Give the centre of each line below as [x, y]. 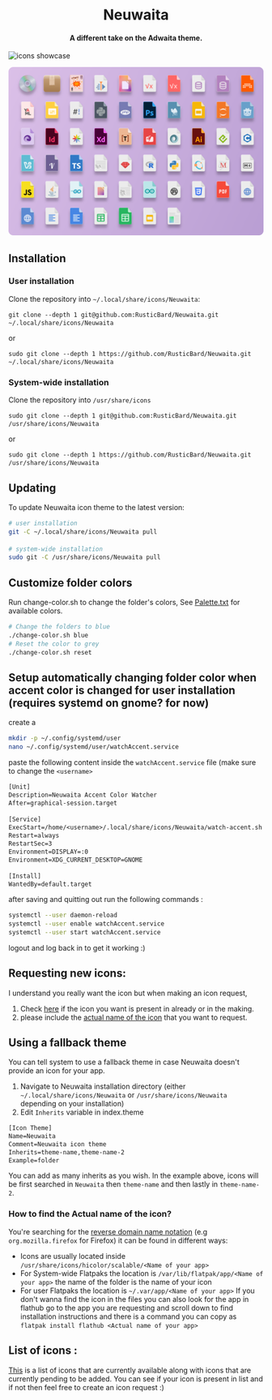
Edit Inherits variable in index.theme [82, 1112]
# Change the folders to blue [59, 627]
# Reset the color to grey [54, 644]
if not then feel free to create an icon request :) [86, 1387]
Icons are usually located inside [73, 1256]
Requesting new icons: [68, 974]
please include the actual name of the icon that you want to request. [134, 1017]
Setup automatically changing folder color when [133, 678]
